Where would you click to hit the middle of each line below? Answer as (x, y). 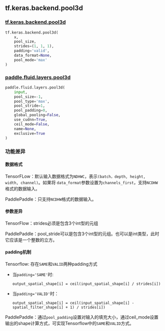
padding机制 (18, 252)
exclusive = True (30, 133)
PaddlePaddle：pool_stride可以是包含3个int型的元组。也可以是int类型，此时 (82, 234)
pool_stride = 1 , (30, 106)
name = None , (25, 129)
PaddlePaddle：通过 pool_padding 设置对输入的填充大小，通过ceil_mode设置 (82, 317)
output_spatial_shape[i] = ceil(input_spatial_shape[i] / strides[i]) (86, 284)
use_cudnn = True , (31, 120)
